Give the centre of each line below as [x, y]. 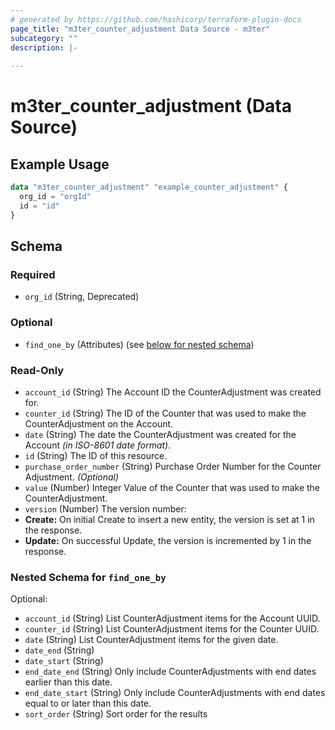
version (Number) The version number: [105, 508]
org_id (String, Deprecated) [82, 297]
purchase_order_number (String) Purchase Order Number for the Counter [173, 466]
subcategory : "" [44, 38]
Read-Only [37, 370]
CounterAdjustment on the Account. [99, 423]
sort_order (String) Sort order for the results [116, 714]
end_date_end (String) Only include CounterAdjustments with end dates [170, 672]
